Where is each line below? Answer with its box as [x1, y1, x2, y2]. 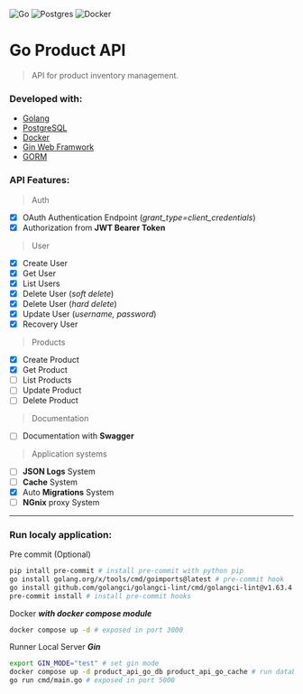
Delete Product [22, 395, 78, 406]
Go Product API [9, 41, 126, 60]
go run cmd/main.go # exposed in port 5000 [9, 676, 176, 685]
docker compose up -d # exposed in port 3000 [9, 625, 183, 634]
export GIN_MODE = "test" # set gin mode [9, 659, 160, 668]
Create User [22, 257, 68, 268]
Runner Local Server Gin [9, 642, 101, 652]
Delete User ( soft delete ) [22, 288, 115, 299]
